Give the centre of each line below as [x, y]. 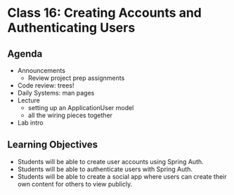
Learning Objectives [53, 145]
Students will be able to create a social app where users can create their [122, 176]
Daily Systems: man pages [56, 93]
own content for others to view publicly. [75, 184]
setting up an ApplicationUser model [81, 108]
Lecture [28, 100]
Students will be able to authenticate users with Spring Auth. [105, 169]
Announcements [41, 70]
